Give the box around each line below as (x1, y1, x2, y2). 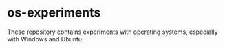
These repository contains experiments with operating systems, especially (7, 28, 218, 36)
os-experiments (7, 5, 101, 21)
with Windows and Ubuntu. (7, 35, 84, 43)
